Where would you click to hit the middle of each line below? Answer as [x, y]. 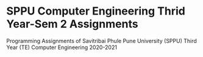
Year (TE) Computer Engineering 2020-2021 [62, 47]
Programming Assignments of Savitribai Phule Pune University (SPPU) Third [101, 41]
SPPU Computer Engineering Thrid [96, 11]
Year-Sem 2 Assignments [72, 24]
